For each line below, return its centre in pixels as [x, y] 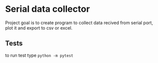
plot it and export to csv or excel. [39, 28]
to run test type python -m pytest [39, 55]
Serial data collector [48, 9]
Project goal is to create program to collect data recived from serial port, [79, 23]
